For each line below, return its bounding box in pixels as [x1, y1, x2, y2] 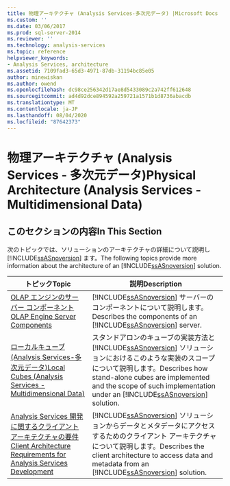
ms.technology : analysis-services [7, 42, 106, 49]
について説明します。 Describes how [92, 363, 208, 373]
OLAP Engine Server [10, 311, 77, 321]
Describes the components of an [92, 311, 197, 321]
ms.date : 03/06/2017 [7, 23, 66, 29]
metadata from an [92, 459, 149, 468]
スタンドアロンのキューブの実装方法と [92, 332, 216, 342]
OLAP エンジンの [10, 292, 65, 302]
